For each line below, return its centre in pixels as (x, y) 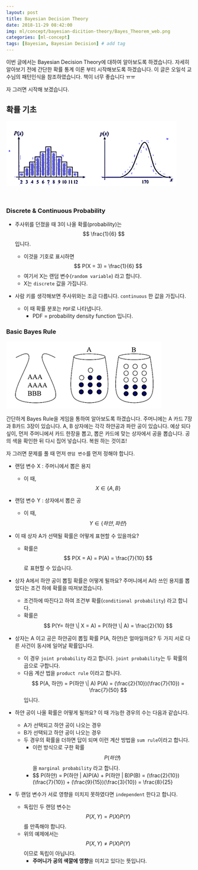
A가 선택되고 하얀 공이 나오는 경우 (62, 725)
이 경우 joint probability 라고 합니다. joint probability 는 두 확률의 (106, 658)
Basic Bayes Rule (31, 332)
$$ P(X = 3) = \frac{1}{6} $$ (108, 266)
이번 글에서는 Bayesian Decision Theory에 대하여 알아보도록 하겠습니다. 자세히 (98, 62)
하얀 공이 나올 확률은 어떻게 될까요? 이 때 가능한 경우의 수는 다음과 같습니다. (102, 713)
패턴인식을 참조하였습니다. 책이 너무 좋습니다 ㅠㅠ (79, 77)
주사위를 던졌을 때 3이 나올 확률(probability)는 (68, 224)
